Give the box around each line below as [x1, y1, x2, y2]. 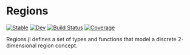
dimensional [6, 42, 37, 49]
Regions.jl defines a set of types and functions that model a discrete [6, 35, 177, 42]
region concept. [38, 42, 78, 49]
